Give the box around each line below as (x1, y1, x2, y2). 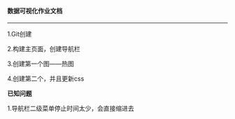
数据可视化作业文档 (7, 6, 63, 15)
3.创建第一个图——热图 (7, 59, 75, 68)
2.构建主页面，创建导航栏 (7, 45, 80, 53)
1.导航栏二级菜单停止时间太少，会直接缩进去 (7, 104, 134, 113)
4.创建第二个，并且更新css (7, 74, 85, 83)
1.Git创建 (7, 30, 32, 38)
